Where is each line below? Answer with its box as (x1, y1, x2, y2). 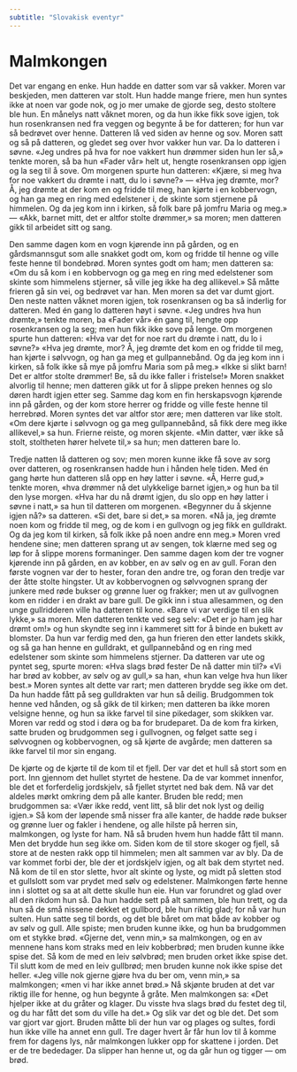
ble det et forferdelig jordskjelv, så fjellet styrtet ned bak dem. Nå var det (9, 781, 274, 792)
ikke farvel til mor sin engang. (9, 745, 117, 756)
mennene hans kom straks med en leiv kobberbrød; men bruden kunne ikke (9, 941, 285, 952)
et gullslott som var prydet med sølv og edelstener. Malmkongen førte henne (9, 875, 288, 886)
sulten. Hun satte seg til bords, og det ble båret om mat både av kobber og (9, 913, 281, 924)
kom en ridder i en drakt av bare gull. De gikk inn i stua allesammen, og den (9, 594, 284, 605)
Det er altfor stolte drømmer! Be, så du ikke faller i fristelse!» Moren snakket (9, 370, 285, 381)
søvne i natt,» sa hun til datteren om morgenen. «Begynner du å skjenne (9, 501, 272, 511)
